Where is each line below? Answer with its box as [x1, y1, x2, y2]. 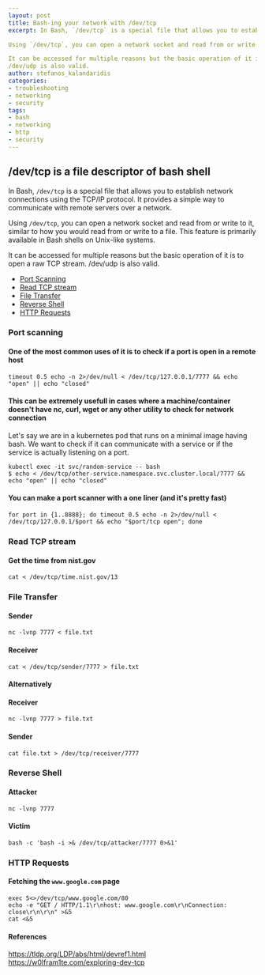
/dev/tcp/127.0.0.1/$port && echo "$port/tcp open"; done [8, 518, 203, 526]
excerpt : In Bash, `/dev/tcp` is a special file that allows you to [8, 26, 238, 34]
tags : [8, 106, 26, 115]
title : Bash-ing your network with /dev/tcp [8, 19, 157, 27]
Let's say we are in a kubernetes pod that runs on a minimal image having [8, 430, 248, 440]
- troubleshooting [8, 84, 69, 92]
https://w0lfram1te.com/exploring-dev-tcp [8, 958, 145, 967]
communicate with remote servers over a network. [8, 202, 172, 212]
